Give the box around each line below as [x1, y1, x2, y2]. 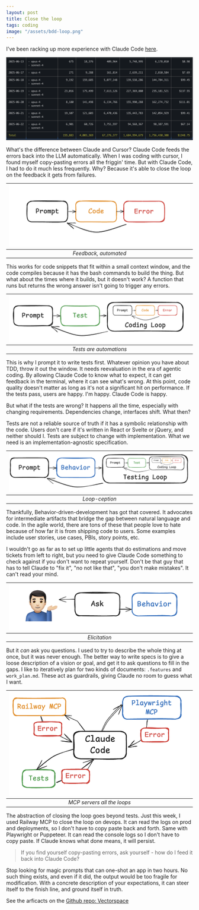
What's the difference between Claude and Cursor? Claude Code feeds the [6, 146, 190, 153]
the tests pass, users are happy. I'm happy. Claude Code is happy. [6, 390, 168, 398]
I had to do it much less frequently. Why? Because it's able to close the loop [6, 165, 191, 172]
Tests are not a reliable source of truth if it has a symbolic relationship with [6, 420, 188, 427]
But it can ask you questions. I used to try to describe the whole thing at [6, 647, 182, 654]
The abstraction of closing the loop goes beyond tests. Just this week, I [6, 812, 181, 819]
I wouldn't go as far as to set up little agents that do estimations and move [6, 545, 187, 552]
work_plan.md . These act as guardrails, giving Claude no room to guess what [6, 672, 192, 679]
